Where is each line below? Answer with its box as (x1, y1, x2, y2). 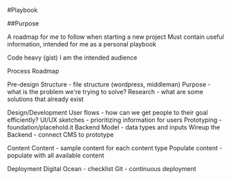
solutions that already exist (7, 95, 84, 103)
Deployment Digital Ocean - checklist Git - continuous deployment (7, 165, 196, 172)
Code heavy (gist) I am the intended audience (7, 53, 138, 62)
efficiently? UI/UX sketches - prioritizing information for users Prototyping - (7, 116, 223, 124)
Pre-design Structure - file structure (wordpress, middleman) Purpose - (7, 80, 211, 89)
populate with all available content (7, 152, 104, 159)
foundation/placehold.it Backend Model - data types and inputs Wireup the (7, 123, 220, 131)
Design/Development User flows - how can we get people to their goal (7, 109, 208, 116)
